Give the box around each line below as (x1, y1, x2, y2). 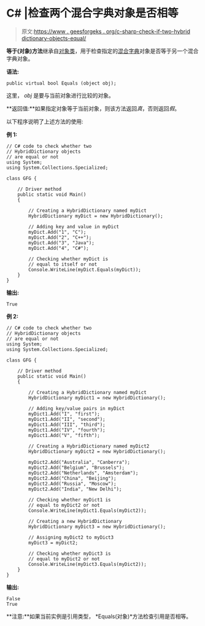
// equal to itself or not (28, 261, 98, 268)
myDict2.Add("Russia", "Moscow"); (28, 481, 117, 487)
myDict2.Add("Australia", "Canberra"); (28, 459, 131, 465)
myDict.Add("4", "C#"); (28, 245, 89, 251)
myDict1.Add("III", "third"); (28, 422, 106, 428)
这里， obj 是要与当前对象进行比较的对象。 (6, 91, 115, 99)
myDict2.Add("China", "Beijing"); (28, 475, 117, 481)
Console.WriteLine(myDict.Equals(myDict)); (28, 266, 141, 272)
